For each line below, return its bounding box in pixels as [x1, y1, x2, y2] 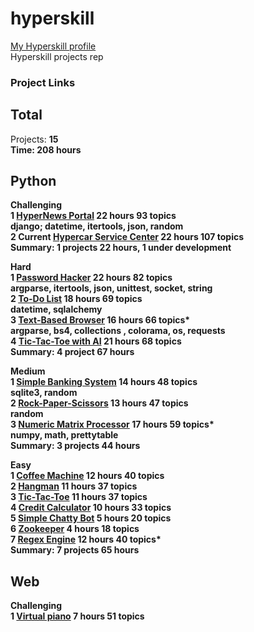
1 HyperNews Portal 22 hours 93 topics [10, 210, 177, 222]
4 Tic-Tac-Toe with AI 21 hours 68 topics [10, 335, 182, 347]
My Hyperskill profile [10, 40, 97, 52]
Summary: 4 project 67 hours [10, 346, 135, 358]
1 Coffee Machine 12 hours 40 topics [10, 470, 165, 482]
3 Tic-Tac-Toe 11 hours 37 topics [10, 491, 148, 503]
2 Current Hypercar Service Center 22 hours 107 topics [10, 231, 244, 243]
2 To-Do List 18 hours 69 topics [10, 293, 143, 305]
